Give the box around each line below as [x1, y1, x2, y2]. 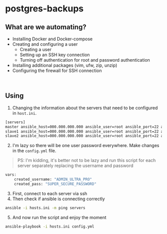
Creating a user [19, 47, 52, 52]
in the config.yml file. [12, 148, 57, 154]
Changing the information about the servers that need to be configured [12, 105, 158, 111]
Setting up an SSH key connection [19, 52, 90, 58]
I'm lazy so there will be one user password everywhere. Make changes [12, 143, 160, 149]
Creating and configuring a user [12, 41, 78, 47]
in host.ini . [12, 110, 37, 116]
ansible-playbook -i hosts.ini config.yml [5, 224, 94, 229]
